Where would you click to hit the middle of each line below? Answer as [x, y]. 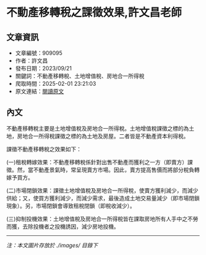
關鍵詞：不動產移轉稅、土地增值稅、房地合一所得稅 [80, 76]
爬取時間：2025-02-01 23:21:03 [55, 84]
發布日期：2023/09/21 [44, 68]
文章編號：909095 [39, 53]
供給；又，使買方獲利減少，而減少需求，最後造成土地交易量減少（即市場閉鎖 [103, 198]
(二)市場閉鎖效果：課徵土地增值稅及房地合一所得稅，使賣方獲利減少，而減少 [102, 190]
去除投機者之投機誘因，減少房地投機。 [71, 226]
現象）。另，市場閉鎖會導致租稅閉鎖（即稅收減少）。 [71, 205]
